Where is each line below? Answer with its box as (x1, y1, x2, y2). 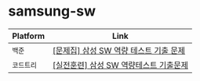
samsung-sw (8, 2, 96, 20)
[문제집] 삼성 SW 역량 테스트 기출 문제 (52, 45, 186, 56)
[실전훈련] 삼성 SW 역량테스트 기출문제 (52, 59, 188, 70)
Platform (12, 30, 45, 41)
